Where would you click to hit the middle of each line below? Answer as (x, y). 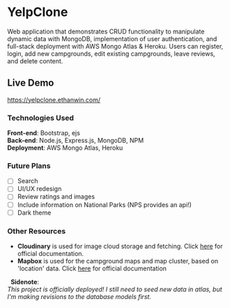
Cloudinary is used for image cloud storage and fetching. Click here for (120, 246)
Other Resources (37, 231)
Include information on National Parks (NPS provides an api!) (104, 205)
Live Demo (31, 83)
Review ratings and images (56, 197)
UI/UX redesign (39, 189)
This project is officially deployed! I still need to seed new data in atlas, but (115, 289)
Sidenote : (25, 282)
